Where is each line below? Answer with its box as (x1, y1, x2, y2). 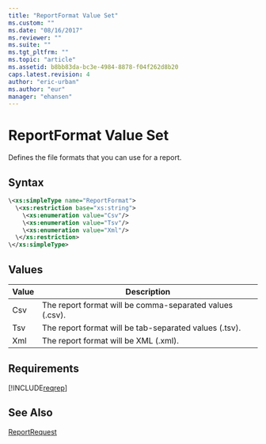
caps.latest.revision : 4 (8, 70, 90, 78)
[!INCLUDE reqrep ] (8, 383, 68, 393)
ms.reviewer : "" (8, 33, 62, 42)
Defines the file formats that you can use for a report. (8, 153, 182, 162)
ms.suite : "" (8, 41, 51, 49)
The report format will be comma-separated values (42, 299, 234, 310)
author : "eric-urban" (8, 78, 80, 85)
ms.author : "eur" (8, 85, 66, 93)
